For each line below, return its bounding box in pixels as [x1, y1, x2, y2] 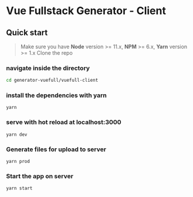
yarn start [6, 185, 33, 192]
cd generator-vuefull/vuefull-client [6, 78, 99, 84]
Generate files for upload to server [6, 145, 107, 153]
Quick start [6, 28, 48, 38]
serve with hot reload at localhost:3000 [6, 118, 121, 126]
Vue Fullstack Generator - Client [6, 4, 166, 18]
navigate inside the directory [6, 64, 90, 72]
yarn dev [6, 131, 28, 138]
